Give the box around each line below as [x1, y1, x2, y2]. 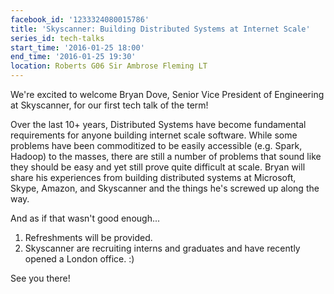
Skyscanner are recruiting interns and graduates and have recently [24, 242, 301, 254]
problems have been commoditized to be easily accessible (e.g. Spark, [10, 140, 303, 151]
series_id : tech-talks [10, 33, 105, 43]
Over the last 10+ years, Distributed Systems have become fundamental [10, 119, 307, 130]
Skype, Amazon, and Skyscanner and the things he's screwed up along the [10, 182, 320, 194]
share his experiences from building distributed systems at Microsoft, [10, 172, 297, 183]
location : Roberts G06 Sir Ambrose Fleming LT [10, 61, 208, 71]
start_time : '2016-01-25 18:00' [10, 42, 145, 53]
